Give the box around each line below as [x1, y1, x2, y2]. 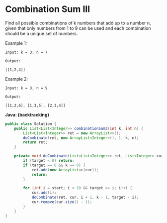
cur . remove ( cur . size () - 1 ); [31, 200, 92, 205]
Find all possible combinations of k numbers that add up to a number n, [5, 20, 151, 26]
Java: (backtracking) [5, 111, 50, 117]
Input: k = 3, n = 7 [5, 50, 48, 55]
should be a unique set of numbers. [5, 30, 78, 36]
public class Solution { [5, 121, 57, 126]
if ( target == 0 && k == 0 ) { [23, 163, 85, 168]
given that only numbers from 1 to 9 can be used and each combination [5, 25, 151, 31]
